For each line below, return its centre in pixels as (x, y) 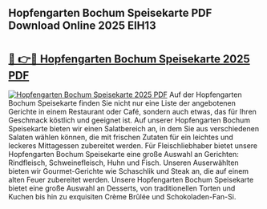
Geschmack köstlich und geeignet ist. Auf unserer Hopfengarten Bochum (129, 120)
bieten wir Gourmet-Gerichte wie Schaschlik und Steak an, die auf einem (129, 171)
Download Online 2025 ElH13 (82, 26)
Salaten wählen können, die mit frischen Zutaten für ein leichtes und (121, 137)
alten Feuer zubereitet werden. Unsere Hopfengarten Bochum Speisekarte (131, 180)
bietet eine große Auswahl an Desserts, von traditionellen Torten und (122, 188)
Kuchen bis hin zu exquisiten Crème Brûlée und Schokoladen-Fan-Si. (122, 197)
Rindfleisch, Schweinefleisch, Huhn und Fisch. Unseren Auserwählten (123, 163)
